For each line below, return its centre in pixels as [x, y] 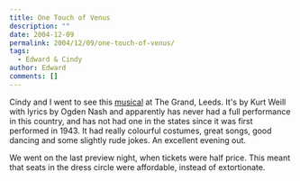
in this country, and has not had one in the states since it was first [132, 121]
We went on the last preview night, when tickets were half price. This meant [150, 158]
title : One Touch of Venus [60, 18]
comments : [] [34, 77]
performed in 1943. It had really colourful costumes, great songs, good [141, 131]
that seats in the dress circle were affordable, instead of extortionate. [137, 167]
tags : [19, 51]
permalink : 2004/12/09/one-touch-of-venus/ [92, 43]
